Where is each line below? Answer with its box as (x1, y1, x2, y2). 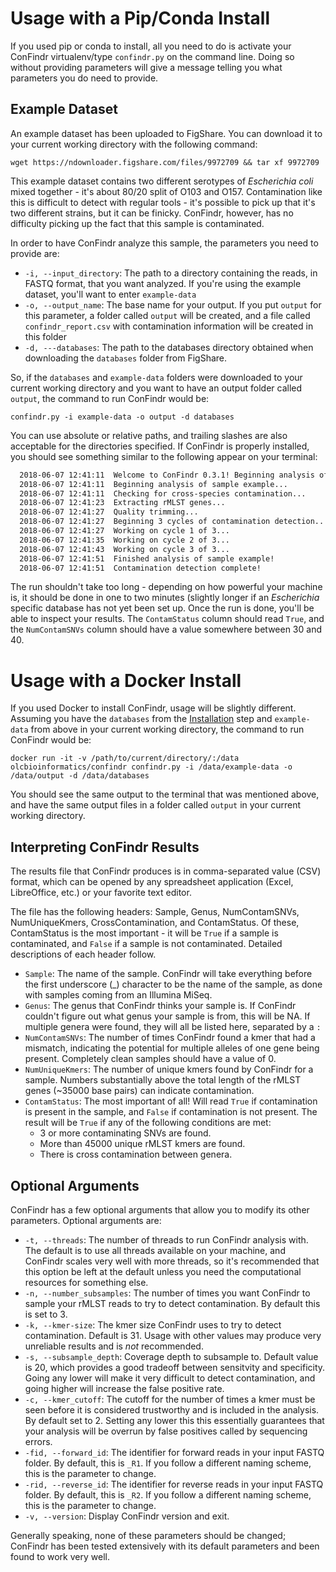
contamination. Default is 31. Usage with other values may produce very (24, 1329, 322, 1341)
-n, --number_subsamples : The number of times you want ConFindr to (24, 1287, 311, 1299)
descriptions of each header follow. (10, 948, 157, 961)
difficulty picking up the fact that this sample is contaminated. (10, 217, 265, 229)
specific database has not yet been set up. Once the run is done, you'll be (10, 602, 315, 614)
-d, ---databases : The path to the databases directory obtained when (24, 341, 314, 353)
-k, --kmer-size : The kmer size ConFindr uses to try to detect (24, 1318, 282, 1331)
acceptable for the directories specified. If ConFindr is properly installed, (10, 440, 310, 452)
